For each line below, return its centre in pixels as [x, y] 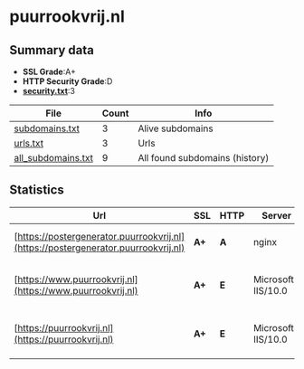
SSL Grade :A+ [49, 71]
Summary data [52, 50]
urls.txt [28, 143]
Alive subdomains [176, 128]
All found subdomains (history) [204, 158]
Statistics [37, 190]
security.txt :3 [48, 91]
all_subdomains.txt [53, 158]
